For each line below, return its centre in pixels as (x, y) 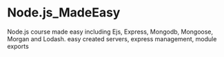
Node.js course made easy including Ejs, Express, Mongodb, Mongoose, (110, 32)
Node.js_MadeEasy (64, 13)
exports (18, 46)
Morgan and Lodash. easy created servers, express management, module (112, 38)
